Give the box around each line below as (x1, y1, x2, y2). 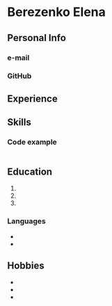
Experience (7, 92, 58, 104)
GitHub (7, 71, 32, 81)
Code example (7, 137, 57, 147)
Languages (7, 216, 47, 226)
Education (7, 166, 53, 177)
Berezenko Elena (7, 4, 106, 20)
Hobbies (7, 260, 45, 271)
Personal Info (7, 32, 66, 44)
